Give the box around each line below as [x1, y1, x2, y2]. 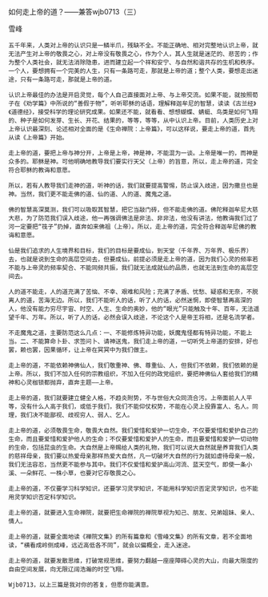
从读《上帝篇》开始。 [8, 134, 68, 142]
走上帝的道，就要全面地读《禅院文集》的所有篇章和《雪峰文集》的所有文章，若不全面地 [8, 533, 253, 541]
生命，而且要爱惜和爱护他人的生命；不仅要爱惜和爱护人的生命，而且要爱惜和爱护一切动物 [8, 435, 258, 443]
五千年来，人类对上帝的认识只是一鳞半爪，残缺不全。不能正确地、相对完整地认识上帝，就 [8, 42, 258, 50]
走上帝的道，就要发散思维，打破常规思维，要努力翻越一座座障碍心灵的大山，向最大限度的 [8, 557, 258, 565]
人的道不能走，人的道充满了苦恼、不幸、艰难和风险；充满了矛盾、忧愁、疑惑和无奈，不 [8, 288, 253, 296]
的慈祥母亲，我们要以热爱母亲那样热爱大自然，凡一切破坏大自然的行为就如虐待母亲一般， [8, 452, 258, 460]
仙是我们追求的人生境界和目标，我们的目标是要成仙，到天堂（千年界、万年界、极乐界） [8, 247, 253, 255]
